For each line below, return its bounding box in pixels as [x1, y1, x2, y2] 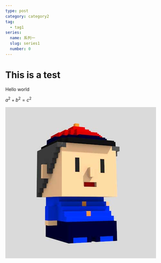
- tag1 [10, 25, 24, 30]
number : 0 [10, 46, 31, 51]
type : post [5, 8, 29, 13]
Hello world [5, 86, 30, 92]
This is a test [5, 69, 61, 81]
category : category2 [5, 13, 50, 19]
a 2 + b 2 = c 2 [5, 96, 32, 103]
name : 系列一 [10, 36, 35, 41]
